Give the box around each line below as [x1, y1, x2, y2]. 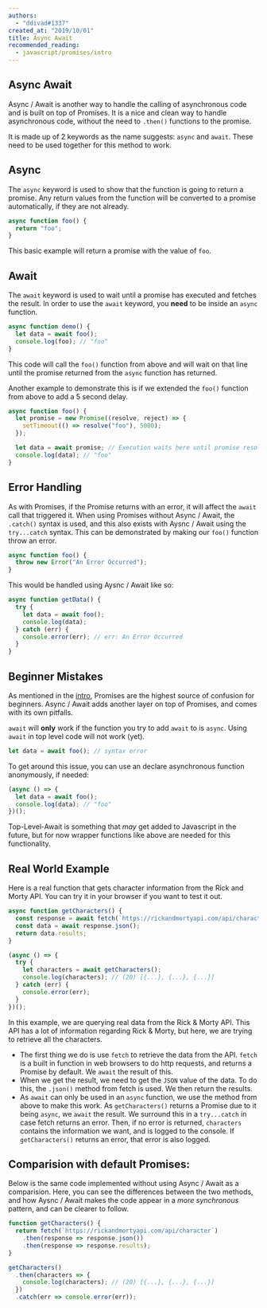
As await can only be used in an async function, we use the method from [19, 1092, 257, 1102]
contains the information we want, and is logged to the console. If [19, 1125, 235, 1136]
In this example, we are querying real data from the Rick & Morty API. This [8, 1017, 250, 1027]
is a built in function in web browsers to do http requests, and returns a [19, 1058, 253, 1068]
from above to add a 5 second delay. [8, 391, 129, 401]
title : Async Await [8, 33, 73, 42]
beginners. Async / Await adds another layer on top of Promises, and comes [8, 699, 257, 709]
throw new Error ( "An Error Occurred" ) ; [15, 559, 148, 567]
